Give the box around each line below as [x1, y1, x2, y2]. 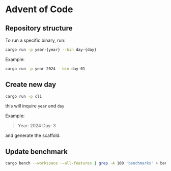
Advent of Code [5, 4, 73, 15]
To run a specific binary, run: [5, 37, 66, 43]
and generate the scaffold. [5, 132, 61, 138]
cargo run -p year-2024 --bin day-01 [5, 66, 85, 71]
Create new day [5, 80, 56, 89]
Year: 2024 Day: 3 [17, 123, 56, 129]
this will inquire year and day [5, 103, 65, 109]
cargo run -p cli [5, 94, 42, 99]
